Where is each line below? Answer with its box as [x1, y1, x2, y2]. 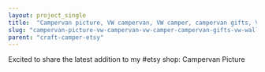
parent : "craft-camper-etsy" [8, 33, 104, 41]
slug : [8, 26, 26, 34]
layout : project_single [8, 11, 87, 20]
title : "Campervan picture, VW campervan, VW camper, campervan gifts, [8, 19, 252, 27]
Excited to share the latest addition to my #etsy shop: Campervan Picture [8, 55, 246, 64]
